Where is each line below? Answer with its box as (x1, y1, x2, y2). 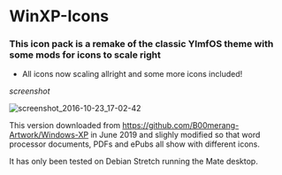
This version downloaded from (9, 120, 121, 131)
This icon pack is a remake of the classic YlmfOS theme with (9, 38, 274, 50)
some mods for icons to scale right (9, 49, 162, 61)
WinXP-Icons (9, 6, 110, 27)
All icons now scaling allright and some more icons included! (21, 69, 243, 80)
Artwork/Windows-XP (9, 130, 89, 141)
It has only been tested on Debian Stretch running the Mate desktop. (9, 156, 258, 167)
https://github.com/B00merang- (122, 120, 240, 131)
